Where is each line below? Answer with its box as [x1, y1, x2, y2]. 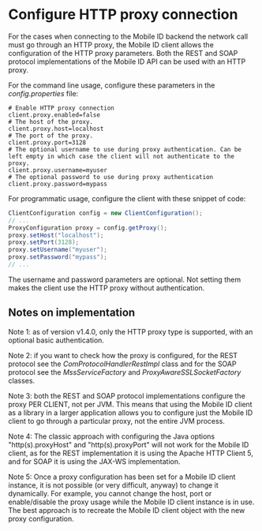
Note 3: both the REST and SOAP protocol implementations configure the [8, 391, 246, 400]
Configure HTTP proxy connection [8, 6, 238, 24]
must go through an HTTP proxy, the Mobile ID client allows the [8, 39, 215, 49]
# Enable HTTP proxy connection [8, 104, 114, 112]
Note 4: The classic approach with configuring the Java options [8, 432, 215, 441]
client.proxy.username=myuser [8, 166, 108, 174]
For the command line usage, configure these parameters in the [8, 80, 215, 90]
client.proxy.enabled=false [8, 110, 101, 119]
